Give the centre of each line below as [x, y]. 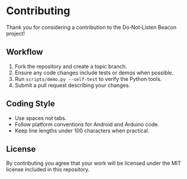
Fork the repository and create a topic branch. [71, 66]
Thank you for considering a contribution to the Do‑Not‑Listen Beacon [91, 27]
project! [16, 33]
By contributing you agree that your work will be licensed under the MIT [94, 163]
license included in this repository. [48, 170]
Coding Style [30, 104]
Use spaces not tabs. [41, 118]
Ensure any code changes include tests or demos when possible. [94, 73]
